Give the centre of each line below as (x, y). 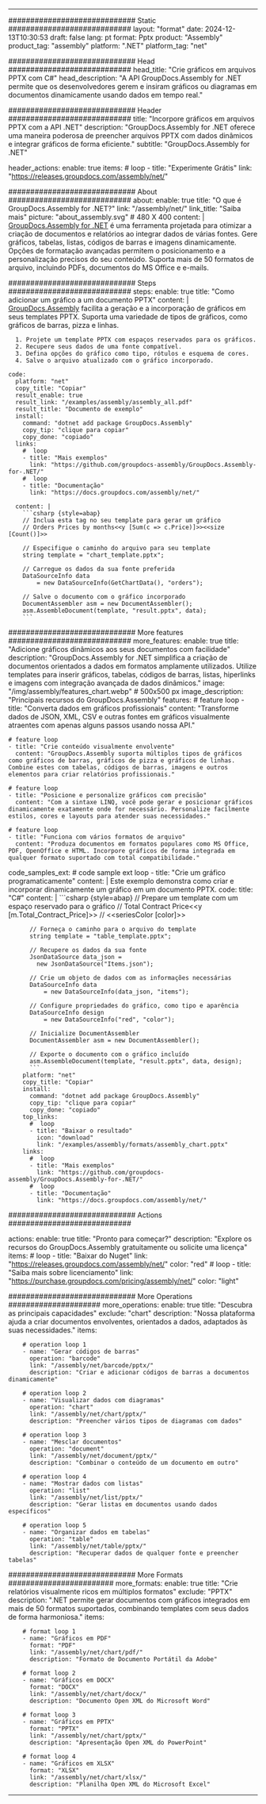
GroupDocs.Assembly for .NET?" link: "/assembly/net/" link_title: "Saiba (125, 208)
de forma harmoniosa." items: (57, 1617)
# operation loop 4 (55, 1477)
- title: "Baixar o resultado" (81, 1131)
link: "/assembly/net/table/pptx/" (88, 1546)
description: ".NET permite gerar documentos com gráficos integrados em (129, 1600)
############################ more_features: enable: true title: (123, 641)
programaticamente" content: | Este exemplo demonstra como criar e (122, 881)
